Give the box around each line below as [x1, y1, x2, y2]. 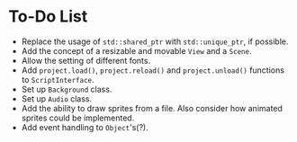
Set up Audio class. [21, 93, 93, 104]
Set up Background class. [21, 84, 112, 94]
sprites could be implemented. [21, 112, 135, 123]
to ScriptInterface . [21, 74, 95, 84]
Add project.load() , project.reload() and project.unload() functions [21, 65, 285, 75]
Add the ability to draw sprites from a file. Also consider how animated [21, 102, 283, 113]
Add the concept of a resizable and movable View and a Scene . [21, 45, 252, 56]
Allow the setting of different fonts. [21, 55, 150, 66]
